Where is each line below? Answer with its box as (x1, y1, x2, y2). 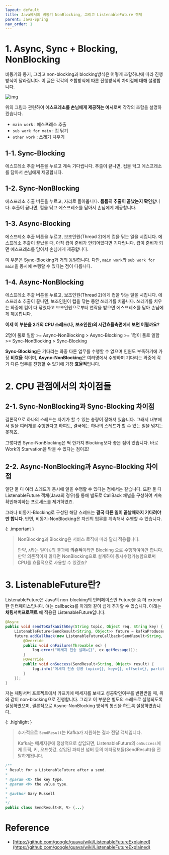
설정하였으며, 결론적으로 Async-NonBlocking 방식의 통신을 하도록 (5, 703, 136, 709)
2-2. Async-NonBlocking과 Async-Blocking (5, 462, 144, 471)
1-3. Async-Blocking (5, 219, 71, 228)
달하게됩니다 (17, 753, 43, 759)
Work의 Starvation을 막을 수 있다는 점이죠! (5, 446, 90, 452)
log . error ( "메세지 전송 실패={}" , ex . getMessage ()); (32, 648, 138, 653)
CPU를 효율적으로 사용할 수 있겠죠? (17, 559, 87, 565)
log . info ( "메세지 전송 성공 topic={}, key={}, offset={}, (32, 666, 149, 671)
